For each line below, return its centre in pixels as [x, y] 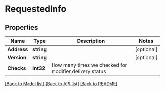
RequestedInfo [36, 9]
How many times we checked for [89, 65]
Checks [17, 68]
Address [18, 49]
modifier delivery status [79, 71]
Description [91, 41]
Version [17, 57]
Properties [22, 27]
